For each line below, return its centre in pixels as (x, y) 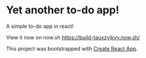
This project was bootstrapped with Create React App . (72, 48)
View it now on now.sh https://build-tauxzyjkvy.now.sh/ (73, 37)
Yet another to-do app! (63, 10)
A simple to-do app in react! (40, 26)
